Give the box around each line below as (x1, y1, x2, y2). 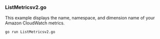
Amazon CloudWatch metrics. (5, 20, 65, 26)
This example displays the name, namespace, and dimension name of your (5, 15, 155, 21)
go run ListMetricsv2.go (5, 30, 55, 35)
